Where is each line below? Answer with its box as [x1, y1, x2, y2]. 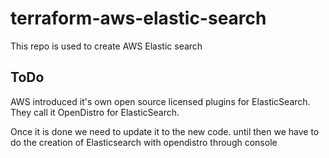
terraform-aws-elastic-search [10, 7, 267, 30]
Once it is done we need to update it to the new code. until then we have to [10, 125, 320, 137]
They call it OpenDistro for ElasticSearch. [10, 106, 180, 118]
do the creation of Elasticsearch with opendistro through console [10, 136, 278, 148]
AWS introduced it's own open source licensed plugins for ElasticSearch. [10, 95, 311, 107]
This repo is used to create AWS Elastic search [10, 40, 203, 52]
